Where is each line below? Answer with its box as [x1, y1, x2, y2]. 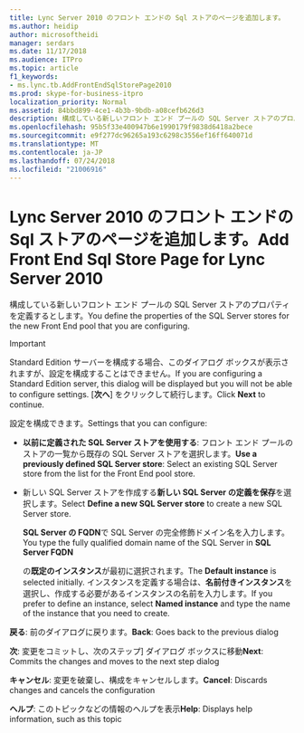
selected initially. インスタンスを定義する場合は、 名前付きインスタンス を [22, 576, 292, 588]
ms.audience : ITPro [9, 55, 83, 64]
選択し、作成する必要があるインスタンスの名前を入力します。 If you [22, 588, 273, 599]
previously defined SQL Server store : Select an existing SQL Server [22, 459, 278, 470]
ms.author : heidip [9, 22, 79, 31]
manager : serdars [9, 38, 75, 48]
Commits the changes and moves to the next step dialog [9, 656, 220, 667]
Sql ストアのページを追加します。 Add [9, 229, 290, 250]
